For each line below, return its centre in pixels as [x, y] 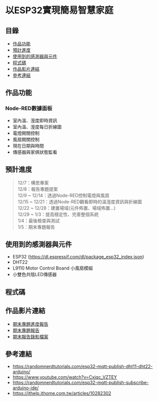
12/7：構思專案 [33, 183]
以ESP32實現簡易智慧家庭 [60, 10]
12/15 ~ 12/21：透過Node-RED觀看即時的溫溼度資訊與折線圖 [80, 202]
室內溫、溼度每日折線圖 [37, 126]
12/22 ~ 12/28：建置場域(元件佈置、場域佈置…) [67, 208]
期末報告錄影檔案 [30, 336]
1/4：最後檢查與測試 [38, 220]
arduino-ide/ [26, 388]
